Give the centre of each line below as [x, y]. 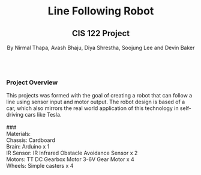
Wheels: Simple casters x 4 [40, 166]
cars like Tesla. [43, 115]
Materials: [19, 134]
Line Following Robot [101, 11]
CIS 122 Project [101, 33]
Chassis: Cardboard [31, 140]
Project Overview [32, 82]
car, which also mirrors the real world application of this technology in [92, 108]
